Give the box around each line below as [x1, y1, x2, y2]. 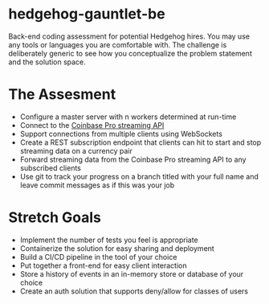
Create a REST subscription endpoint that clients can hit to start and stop [19, 138, 262, 147]
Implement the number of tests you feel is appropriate [19, 235, 198, 244]
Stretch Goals [8, 208, 102, 227]
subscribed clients [19, 162, 82, 173]
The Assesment [8, 85, 116, 104]
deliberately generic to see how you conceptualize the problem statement [8, 48, 253, 58]
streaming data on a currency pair [19, 146, 132, 155]
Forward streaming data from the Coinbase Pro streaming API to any [19, 154, 247, 164]
